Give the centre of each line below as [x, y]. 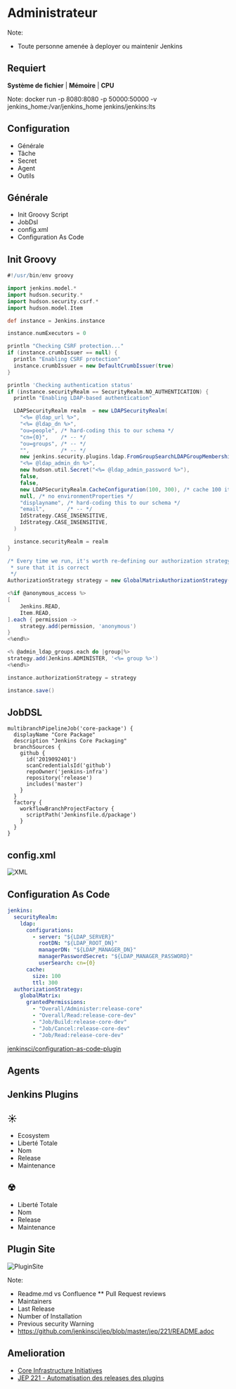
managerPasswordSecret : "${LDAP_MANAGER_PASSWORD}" [116, 957]
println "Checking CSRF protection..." [66, 346]
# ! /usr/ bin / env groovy [40, 276]
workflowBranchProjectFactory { [67, 809]
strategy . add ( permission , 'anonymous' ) [78, 626]
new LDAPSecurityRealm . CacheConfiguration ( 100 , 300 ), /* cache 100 [120, 489]
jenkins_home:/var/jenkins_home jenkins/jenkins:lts [81, 106]
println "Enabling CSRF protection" [67, 360]
